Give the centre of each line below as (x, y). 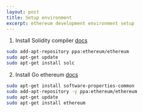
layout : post (23, 12)
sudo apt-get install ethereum (46, 103)
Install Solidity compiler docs (51, 41)
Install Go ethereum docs (47, 75)
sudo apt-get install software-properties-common (71, 86)
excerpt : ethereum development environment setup (71, 23)
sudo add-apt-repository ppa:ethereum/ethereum (68, 52)
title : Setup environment (39, 18)
